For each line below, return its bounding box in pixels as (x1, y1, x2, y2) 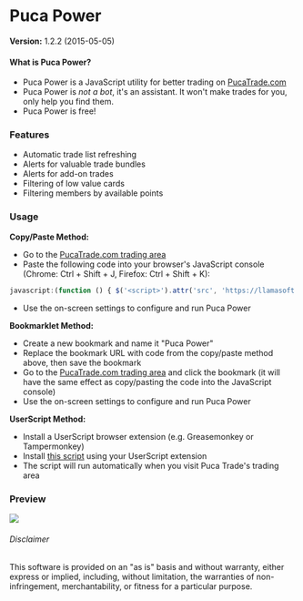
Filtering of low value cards (22, 178, 126, 189)
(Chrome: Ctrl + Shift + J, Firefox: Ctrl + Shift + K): (22, 268, 211, 279)
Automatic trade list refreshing (22, 149, 137, 160)
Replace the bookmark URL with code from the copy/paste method (22, 347, 274, 358)
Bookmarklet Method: (9, 320, 94, 331)
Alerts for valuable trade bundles (22, 158, 146, 169)
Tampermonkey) (22, 441, 85, 452)
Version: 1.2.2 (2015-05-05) (9, 36, 116, 46)
